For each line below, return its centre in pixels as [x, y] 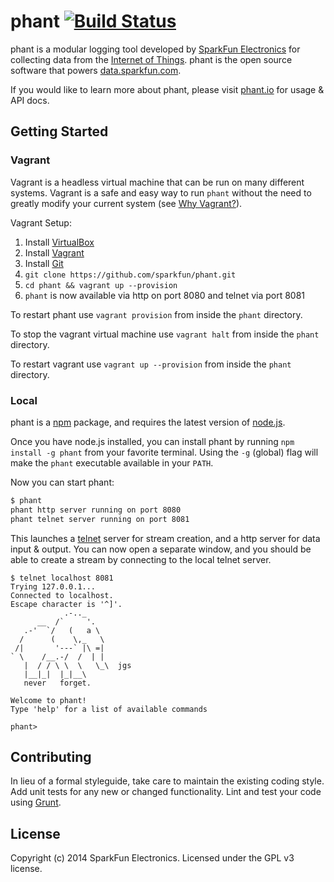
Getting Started [59, 131]
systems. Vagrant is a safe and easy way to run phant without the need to [161, 192]
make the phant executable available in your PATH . [112, 462]
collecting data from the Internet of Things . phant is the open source [151, 59]
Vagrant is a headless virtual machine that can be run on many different [157, 182]
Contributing [51, 756]
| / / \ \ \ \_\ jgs [77, 665]
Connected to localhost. [62, 595]
